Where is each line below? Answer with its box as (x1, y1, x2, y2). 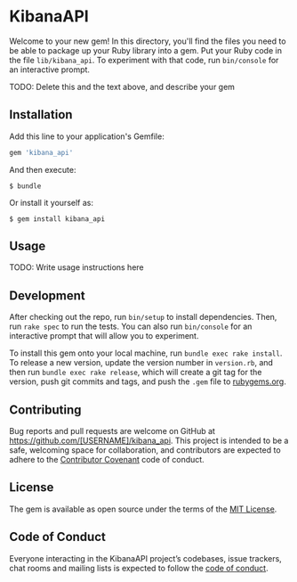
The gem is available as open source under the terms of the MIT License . (9, 504, 277, 514)
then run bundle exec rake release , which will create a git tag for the (9, 367, 262, 378)
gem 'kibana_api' (9, 148, 74, 157)
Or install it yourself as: (9, 197, 93, 208)
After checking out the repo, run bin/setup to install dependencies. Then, (9, 312, 277, 323)
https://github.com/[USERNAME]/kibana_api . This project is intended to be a (9, 435, 289, 447)
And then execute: (9, 164, 76, 175)
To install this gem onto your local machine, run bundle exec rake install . (9, 348, 283, 358)
